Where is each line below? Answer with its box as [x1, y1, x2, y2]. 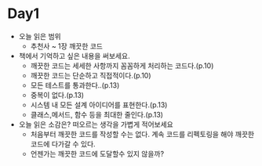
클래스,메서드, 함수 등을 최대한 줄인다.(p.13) [30, 110, 164, 119]
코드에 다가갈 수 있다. [30, 139, 96, 149]
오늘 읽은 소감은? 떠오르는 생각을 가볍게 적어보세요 [18, 119, 173, 129]
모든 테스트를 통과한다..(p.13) [30, 80, 120, 90]
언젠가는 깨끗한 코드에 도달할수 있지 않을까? [30, 149, 165, 158]
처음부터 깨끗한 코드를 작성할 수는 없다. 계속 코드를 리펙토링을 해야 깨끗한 [30, 129, 255, 139]
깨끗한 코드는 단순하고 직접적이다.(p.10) [30, 70, 151, 80]
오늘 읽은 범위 [18, 31, 61, 41]
